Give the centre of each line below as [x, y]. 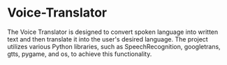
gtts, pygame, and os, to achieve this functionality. [80, 54]
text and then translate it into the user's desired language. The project [108, 39]
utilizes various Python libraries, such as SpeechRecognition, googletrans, [114, 46]
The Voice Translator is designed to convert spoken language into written [113, 32]
